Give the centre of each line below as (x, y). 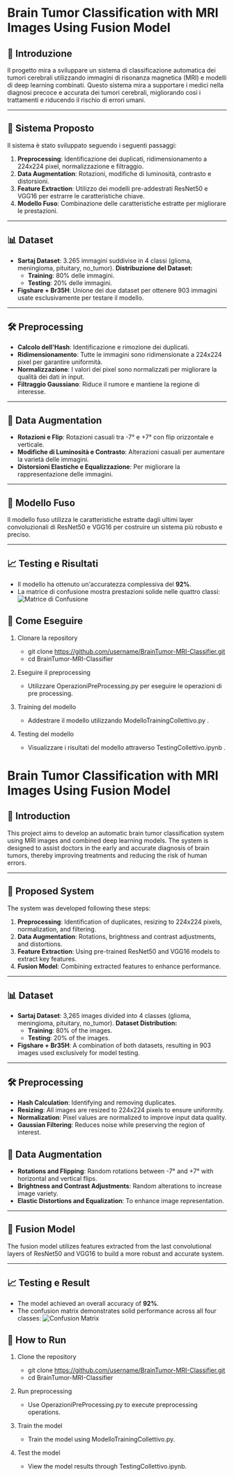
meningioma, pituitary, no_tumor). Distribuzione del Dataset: (105, 268)
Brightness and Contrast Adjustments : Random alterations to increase (119, 1186)
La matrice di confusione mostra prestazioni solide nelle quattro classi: (119, 591)
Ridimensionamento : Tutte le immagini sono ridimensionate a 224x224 (119, 355)
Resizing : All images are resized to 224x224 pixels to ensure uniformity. (121, 1110)
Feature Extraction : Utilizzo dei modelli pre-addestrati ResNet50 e (112, 188)
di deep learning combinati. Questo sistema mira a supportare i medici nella (116, 85)
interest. (29, 1133)
